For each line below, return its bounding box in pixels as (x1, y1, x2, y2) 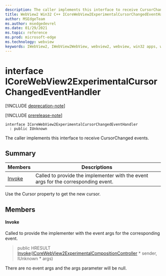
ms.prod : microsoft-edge (5, 35, 56, 40)
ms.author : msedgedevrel (5, 21, 56, 26)
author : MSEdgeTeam (5, 16, 45, 21)
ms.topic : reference (5, 30, 48, 35)
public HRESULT (17, 245, 51, 251)
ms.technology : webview (5, 40, 54, 45)
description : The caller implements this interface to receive (5, 7, 138, 12)
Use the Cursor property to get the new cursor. (5, 191, 101, 197)
